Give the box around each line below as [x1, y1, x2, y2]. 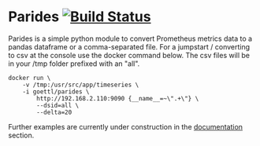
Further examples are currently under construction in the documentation [8, 122, 243, 131]
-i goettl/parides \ [22, 87, 90, 96]
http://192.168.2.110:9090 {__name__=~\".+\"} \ [36, 94, 199, 102]
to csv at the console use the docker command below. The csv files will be [8, 50, 251, 60]
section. [8, 130, 35, 140]
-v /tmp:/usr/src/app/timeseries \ [22, 81, 139, 89]
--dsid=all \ [36, 101, 80, 109]
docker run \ [8, 74, 51, 82]
